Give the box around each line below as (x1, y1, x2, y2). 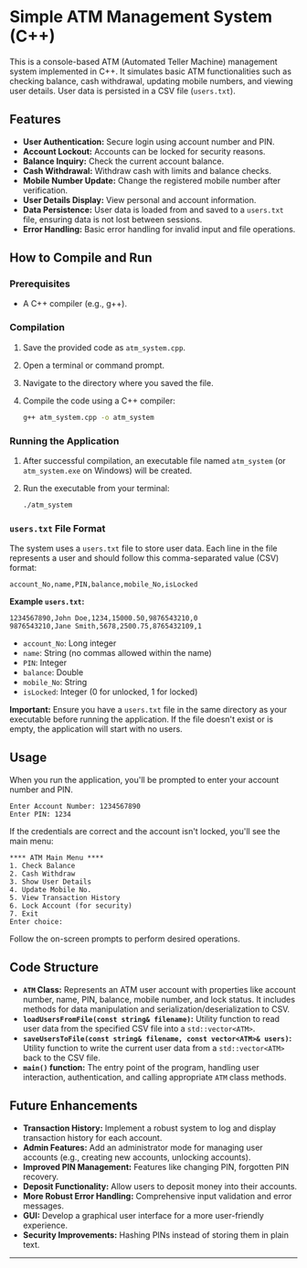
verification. (22, 185, 69, 196)
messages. (22, 1200, 65, 1211)
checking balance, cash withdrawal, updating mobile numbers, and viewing (9, 75, 294, 86)
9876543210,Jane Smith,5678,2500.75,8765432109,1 (9, 622, 203, 631)
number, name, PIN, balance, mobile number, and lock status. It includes (22, 994, 295, 1005)
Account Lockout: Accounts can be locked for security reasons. (22, 145, 266, 156)
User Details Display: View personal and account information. (22, 194, 257, 205)
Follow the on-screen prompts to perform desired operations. (9, 933, 240, 944)
